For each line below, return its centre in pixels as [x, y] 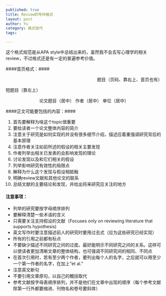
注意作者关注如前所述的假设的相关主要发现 [56, 147]
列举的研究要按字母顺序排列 [41, 209]
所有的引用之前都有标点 [37, 239]
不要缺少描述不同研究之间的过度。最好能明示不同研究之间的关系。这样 [85, 245]
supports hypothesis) [35, 227]
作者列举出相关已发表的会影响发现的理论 [54, 153]
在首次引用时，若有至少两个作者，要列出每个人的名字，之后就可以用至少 [87, 258]
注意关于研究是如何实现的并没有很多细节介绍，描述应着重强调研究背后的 [87, 134]
